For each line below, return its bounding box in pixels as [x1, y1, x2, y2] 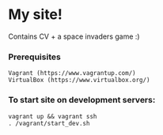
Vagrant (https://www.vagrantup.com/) [8, 69, 136, 77]
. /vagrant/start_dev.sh [8, 119, 90, 127]
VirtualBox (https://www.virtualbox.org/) [8, 77, 150, 84]
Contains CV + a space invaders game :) [8, 32, 140, 41]
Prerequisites [8, 51, 61, 62]
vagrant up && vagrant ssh [8, 112, 97, 120]
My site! [8, 6, 63, 24]
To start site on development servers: [8, 95, 156, 106]
